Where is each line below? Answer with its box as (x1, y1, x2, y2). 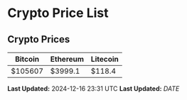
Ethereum (50, 55, 84, 64)
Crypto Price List (7, 5, 109, 21)
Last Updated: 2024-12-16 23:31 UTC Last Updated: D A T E (7, 84, 180, 93)
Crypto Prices (7, 33, 70, 45)
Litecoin (90, 55, 119, 64)
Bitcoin (15, 55, 40, 64)
